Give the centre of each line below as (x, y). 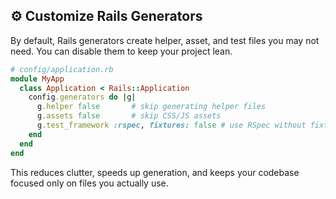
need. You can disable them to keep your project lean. (121, 51)
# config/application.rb (62, 69)
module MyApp (37, 79)
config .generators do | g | (82, 97)
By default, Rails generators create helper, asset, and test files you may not (165, 40)
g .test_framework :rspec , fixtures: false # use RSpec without (171, 125)
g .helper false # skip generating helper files (151, 107)
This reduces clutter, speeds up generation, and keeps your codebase (155, 172)
